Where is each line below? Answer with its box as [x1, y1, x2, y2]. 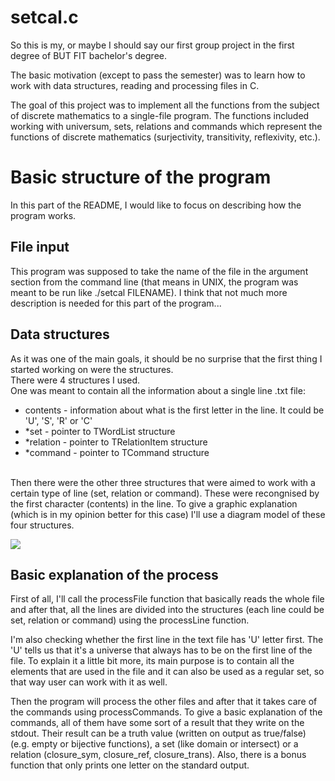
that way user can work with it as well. [10, 676, 168, 688]
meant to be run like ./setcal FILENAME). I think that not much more [10, 286, 288, 298]
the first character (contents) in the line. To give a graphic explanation [10, 497, 298, 510]
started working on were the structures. [10, 363, 174, 375]
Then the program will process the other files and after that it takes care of [10, 696, 318, 708]
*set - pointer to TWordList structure [24, 425, 176, 437]
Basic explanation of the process [10, 566, 219, 583]
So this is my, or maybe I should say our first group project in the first [10, 39, 295, 51]
